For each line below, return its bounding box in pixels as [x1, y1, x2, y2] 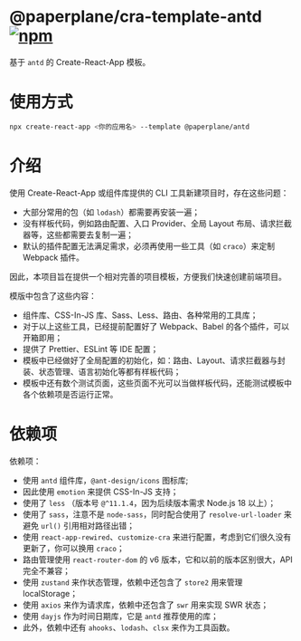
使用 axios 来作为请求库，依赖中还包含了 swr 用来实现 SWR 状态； [22, 599, 269, 610]
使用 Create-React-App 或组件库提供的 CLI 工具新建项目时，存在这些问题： [9, 187, 289, 198]
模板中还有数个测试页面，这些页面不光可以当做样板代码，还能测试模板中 [22, 378, 292, 388]
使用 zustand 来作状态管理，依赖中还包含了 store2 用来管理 [22, 577, 243, 588]
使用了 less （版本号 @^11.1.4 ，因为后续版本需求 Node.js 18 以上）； [22, 497, 277, 508]
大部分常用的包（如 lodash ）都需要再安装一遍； [22, 206, 201, 217]
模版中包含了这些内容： [9, 290, 97, 301]
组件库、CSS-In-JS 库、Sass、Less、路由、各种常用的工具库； [22, 310, 259, 320]
